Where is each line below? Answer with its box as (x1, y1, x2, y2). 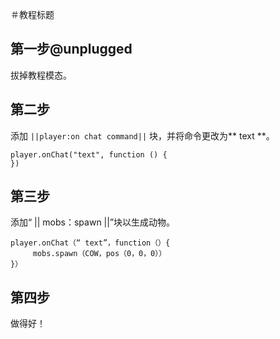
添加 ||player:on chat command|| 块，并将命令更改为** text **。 (10, 129, 275, 142)
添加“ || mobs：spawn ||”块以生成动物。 (10, 216, 176, 228)
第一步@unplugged (10, 41, 133, 58)
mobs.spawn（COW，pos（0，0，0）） (32, 249, 167, 259)
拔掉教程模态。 (10, 69, 72, 81)
